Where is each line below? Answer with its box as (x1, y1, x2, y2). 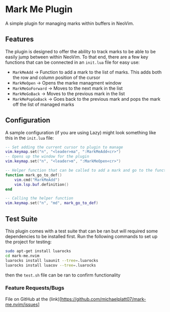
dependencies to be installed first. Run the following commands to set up (5, 233, 158, 239)
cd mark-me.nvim (5, 253, 39, 258)
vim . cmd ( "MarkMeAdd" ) (14, 177, 60, 182)
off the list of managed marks (12, 101, 74, 107)
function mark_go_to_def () (5, 172, 62, 178)
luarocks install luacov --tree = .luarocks (5, 262, 96, 268)
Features (5, 35, 34, 44)
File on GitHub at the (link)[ (5, 296, 62, 302)
